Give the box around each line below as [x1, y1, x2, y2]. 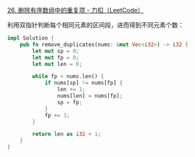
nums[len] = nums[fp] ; [56, 92, 123, 99]
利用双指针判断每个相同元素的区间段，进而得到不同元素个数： [7, 21, 185, 29]
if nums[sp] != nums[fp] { [44, 79, 123, 87]
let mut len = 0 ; [32, 60, 82, 67]
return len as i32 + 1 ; [32, 131, 101, 138]
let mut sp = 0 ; [32, 47, 79, 54]
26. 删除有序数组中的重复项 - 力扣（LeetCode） [7, 6, 144, 14]
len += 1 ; [56, 86, 86, 93]
